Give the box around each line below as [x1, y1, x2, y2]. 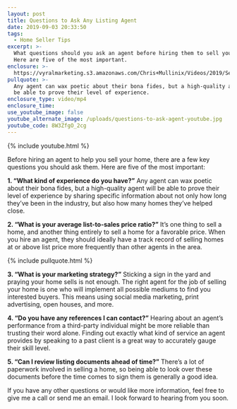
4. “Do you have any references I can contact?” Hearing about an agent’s [7, 314, 224, 322]
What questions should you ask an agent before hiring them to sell [13, 50, 219, 57]
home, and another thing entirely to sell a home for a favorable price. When [7, 227, 226, 236]
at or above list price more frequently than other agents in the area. [7, 242, 202, 251]
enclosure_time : [7, 102, 55, 109]
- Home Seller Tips [13, 37, 71, 44]
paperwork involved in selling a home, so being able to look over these [7, 364, 213, 373]
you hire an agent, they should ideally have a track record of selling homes [7, 235, 224, 244]
